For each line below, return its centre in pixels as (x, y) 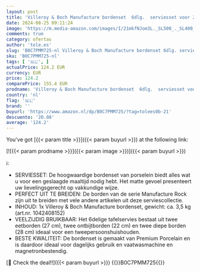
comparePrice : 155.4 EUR (37, 84)
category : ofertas (29, 39)
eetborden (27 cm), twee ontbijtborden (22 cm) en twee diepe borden (100, 226)
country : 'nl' (24, 95)
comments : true (25, 34)
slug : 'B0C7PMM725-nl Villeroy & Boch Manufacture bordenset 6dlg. (92, 51)
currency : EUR (24, 73)
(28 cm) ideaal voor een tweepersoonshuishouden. (78, 232)
